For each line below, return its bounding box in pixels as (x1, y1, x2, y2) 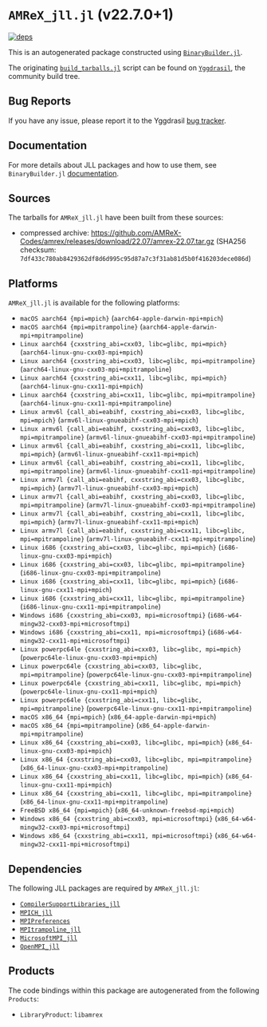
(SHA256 (216, 237, 246, 247)
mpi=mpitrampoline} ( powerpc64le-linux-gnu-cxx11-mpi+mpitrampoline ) (19, 704, 253, 713)
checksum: (19, 245, 57, 255)
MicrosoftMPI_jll (19, 934, 78, 942)
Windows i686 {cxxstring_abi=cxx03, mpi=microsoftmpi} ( (19, 610, 211, 620)
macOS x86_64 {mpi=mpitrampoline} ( (19, 721, 139, 730)
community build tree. (8, 71, 80, 81)
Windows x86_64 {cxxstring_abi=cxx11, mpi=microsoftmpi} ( (19, 831, 218, 840)
